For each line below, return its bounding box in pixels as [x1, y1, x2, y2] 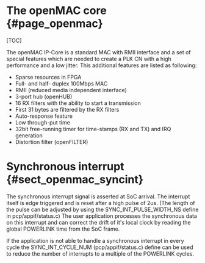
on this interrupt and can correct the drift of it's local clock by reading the [6, 218, 191, 226]
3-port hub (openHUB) [15, 93, 73, 100]
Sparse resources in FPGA [15, 73, 82, 81]
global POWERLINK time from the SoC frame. [6, 225, 120, 232]
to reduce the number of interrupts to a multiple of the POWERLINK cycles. [6, 250, 194, 257]
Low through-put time [15, 118, 70, 126]
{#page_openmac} [6, 16, 104, 31]
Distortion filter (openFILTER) [15, 138, 88, 145]
